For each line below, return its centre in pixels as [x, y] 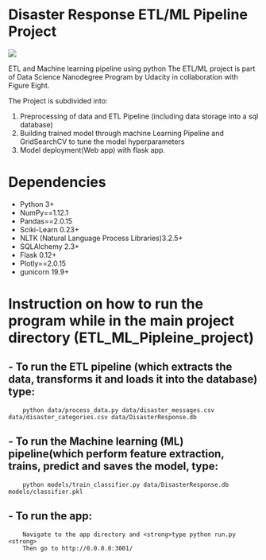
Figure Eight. [29, 85]
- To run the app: [50, 516]
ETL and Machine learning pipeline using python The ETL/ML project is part [132, 68]
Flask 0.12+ [38, 255]
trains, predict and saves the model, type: [113, 467]
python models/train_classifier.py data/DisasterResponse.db [125, 484]
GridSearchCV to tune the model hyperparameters [102, 142]
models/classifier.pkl [46, 492]
